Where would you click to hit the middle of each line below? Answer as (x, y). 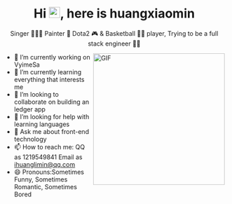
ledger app (29, 109)
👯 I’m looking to (36, 94)
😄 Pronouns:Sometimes (49, 172)
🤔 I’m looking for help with (52, 116)
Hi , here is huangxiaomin (114, 14)
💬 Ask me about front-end (52, 131)
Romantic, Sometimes (45, 186)
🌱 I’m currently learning (48, 72)
